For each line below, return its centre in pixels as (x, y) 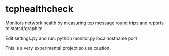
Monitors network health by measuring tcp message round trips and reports (84, 23)
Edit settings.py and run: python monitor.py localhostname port (71, 38)
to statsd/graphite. (25, 28)
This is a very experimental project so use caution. (58, 48)
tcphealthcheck (39, 9)
